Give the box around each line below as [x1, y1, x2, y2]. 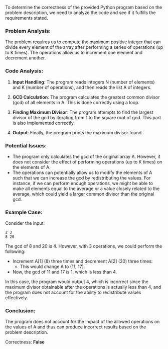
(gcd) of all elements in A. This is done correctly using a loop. [12, 99, 139, 105]
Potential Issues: [5, 142, 47, 149]
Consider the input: [5, 220, 45, 226]
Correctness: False [5, 339, 45, 345]
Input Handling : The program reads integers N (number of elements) [12, 79, 155, 85]
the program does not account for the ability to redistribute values [5, 289, 141, 296]
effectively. [5, 295, 29, 301]
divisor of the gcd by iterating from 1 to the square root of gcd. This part [12, 114, 161, 120]
